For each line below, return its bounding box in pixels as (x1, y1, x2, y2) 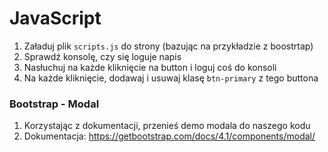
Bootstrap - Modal (9, 97, 100, 111)
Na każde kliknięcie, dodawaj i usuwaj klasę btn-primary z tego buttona (23, 72, 319, 84)
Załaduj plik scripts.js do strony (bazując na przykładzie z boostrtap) (23, 40, 314, 52)
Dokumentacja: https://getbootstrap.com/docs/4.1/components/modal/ (23, 130, 316, 142)
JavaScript (9, 7, 102, 30)
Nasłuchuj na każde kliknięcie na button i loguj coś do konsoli (23, 61, 277, 73)
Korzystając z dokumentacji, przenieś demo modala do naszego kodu (23, 120, 311, 132)
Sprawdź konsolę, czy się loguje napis (23, 50, 182, 62)
